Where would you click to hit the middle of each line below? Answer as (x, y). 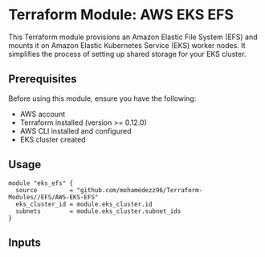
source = (45, 190)
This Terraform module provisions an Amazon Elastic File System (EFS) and (133, 37)
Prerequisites (43, 79)
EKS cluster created (53, 139)
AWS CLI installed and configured (75, 131)
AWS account (43, 114)
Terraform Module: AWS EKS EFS (121, 15)
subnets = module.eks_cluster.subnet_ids (98, 211)
